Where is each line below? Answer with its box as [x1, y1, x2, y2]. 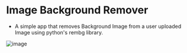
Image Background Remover [6, 3, 149, 17]
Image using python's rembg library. [14, 29, 104, 36]
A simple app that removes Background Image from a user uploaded [14, 23, 182, 30]
